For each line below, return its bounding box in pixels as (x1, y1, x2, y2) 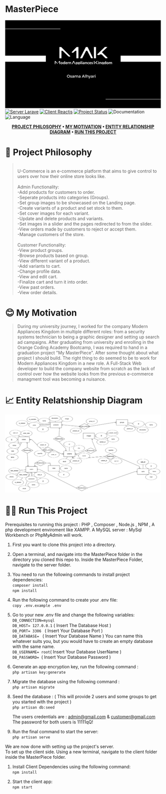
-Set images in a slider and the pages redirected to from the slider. (17, 221, 153, 227)
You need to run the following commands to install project (12, 571, 130, 577)
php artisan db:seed (12, 705, 55, 710)
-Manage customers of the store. (17, 232, 85, 238)
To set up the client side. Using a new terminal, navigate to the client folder (5, 749, 158, 755)
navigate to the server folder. (12, 561, 72, 567)
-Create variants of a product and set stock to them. (17, 205, 124, 211)
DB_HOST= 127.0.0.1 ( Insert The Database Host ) (12, 622, 111, 628)
